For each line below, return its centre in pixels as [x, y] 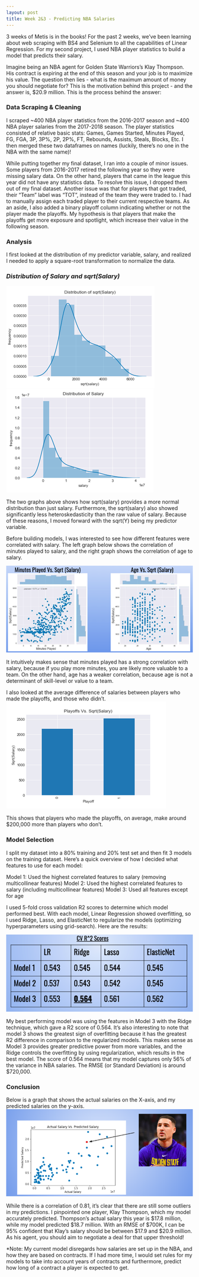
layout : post [22, 12]
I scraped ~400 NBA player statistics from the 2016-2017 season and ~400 [98, 120]
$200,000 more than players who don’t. [55, 824]
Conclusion [23, 1087]
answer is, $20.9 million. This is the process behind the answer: [84, 92]
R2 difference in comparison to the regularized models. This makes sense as [99, 1040]
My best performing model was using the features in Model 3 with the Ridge [99, 1021]
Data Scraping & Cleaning [44, 107]
